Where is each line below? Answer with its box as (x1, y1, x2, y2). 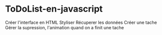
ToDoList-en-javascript (5, 3, 103, 15)
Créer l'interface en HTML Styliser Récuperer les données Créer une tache (5, 19, 157, 25)
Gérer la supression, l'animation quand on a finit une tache (5, 24, 124, 30)
